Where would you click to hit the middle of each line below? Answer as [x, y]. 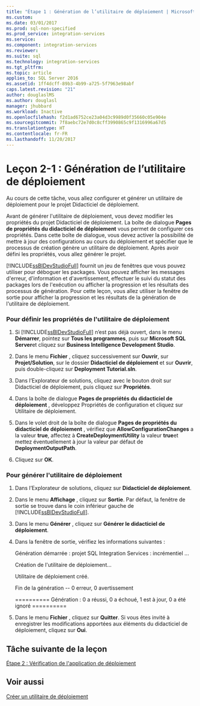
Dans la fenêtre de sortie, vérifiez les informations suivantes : [90, 542]
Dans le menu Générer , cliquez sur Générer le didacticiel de [90, 524]
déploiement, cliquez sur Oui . [51, 630]
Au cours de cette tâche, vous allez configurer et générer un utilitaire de [94, 198]
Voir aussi [25, 682]
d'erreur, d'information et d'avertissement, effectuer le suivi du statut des [96, 278]
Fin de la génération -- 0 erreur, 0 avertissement [74, 588]
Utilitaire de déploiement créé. [52, 576]
